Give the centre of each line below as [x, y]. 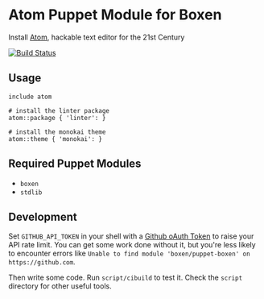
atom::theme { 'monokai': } [56, 139]
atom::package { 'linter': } [57, 118]
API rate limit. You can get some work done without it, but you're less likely [132, 245]
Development [43, 216]
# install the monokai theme [57, 132]
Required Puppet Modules [75, 164]
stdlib [31, 192]
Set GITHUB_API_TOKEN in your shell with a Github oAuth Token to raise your [131, 236]
